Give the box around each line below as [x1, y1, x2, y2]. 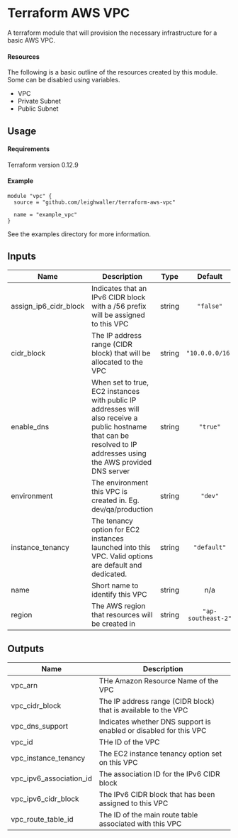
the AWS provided [91, 457, 152, 467]
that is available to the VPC [98, 705, 188, 715]
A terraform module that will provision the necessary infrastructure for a [7, 28, 217, 37]
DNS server [91, 466, 130, 476]
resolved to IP [91, 439, 137, 449]
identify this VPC [91, 589, 147, 599]
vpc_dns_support [11, 721, 69, 731]
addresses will [91, 404, 140, 414]
